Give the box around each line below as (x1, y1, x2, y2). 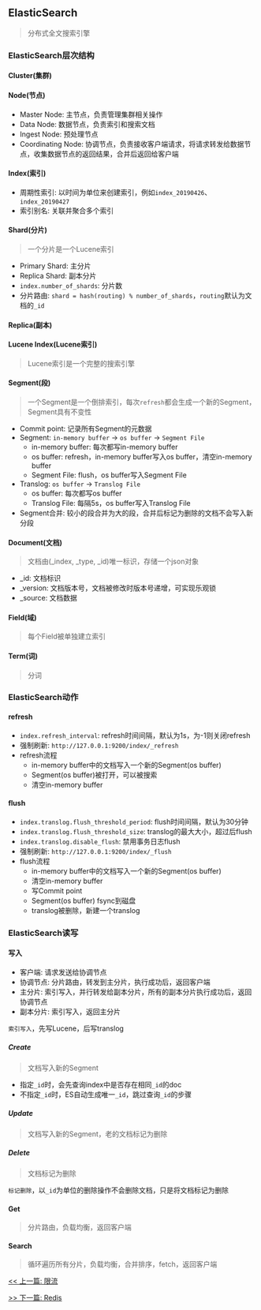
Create (8, 1042, 32, 1052)
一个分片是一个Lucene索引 (27, 244, 114, 253)
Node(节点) (8, 90, 46, 99)
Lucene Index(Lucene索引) (8, 339, 98, 350)
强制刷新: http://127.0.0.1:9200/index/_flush (19, 846, 172, 855)
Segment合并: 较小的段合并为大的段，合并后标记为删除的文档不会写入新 (19, 508, 254, 518)
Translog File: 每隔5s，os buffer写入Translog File (31, 498, 191, 507)
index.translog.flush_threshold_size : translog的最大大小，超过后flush (19, 826, 252, 836)
